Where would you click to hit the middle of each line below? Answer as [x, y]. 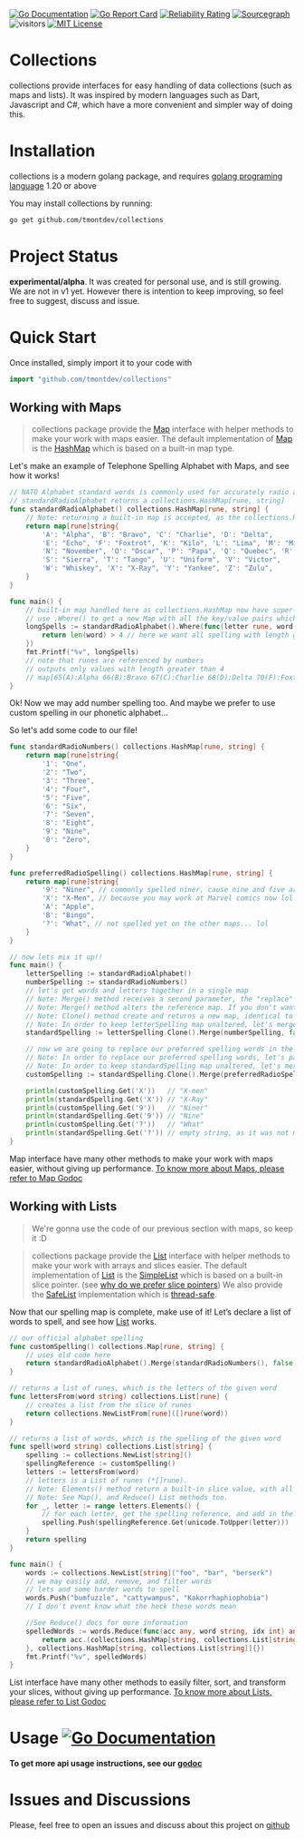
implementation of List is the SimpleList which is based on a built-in [157, 1275]
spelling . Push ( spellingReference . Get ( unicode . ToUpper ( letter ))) [166, 1523]
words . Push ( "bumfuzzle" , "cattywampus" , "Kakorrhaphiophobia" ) [147, 1598]
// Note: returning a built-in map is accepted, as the [133, 517]
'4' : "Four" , [66, 789]
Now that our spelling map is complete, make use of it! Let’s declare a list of [150, 1312]
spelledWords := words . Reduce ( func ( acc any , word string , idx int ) [155, 1631]
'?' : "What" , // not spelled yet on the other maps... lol [156, 924]
